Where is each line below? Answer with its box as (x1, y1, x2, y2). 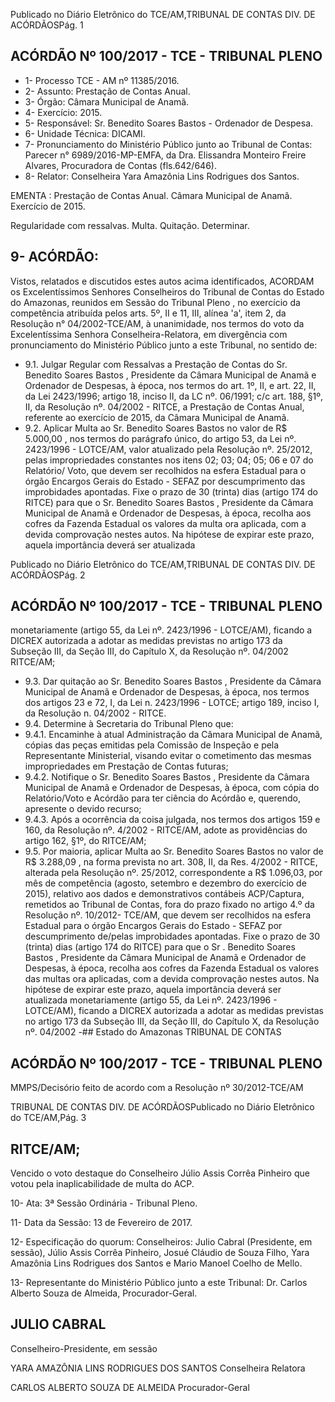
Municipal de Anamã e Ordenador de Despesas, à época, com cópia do (24, 782, 320, 794)
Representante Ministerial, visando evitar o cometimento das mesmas (24, 750, 312, 762)
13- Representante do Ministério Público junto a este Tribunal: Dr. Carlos (10, 1277, 308, 1289)
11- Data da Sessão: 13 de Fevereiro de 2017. (10, 1217, 193, 1229)
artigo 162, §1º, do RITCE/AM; (24, 835, 147, 847)
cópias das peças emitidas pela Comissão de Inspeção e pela (24, 739, 280, 751)
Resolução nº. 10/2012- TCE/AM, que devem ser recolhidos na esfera (24, 909, 312, 921)
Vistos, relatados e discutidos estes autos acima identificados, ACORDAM (10, 275, 315, 287)
